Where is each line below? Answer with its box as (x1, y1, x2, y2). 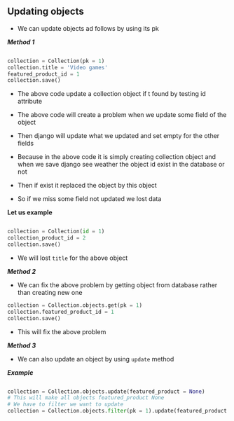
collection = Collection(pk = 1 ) (7, 57, 105, 64)
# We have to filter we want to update (7, 401, 124, 408)
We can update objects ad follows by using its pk (17, 24, 159, 32)
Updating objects (7, 6, 84, 18)
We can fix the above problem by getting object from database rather (17, 280, 218, 289)
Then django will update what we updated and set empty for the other (17, 132, 220, 140)
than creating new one (17, 288, 83, 296)
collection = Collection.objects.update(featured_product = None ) (7, 388, 205, 395)
